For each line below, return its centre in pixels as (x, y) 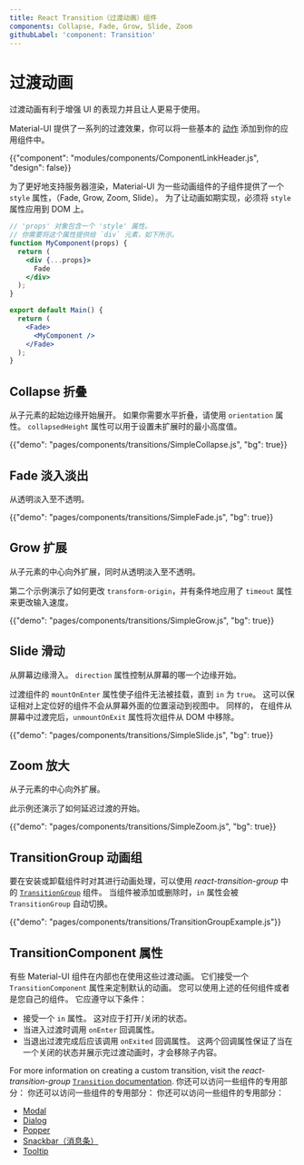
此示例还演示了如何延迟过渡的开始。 (77, 808)
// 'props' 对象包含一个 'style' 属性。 (81, 227)
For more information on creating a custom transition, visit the (125, 1071)
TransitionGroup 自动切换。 (61, 903)
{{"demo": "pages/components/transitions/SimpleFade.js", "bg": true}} (142, 517)
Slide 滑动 (37, 652)
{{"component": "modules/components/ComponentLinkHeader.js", (134, 158)
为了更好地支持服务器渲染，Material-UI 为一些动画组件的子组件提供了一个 (147, 186)
